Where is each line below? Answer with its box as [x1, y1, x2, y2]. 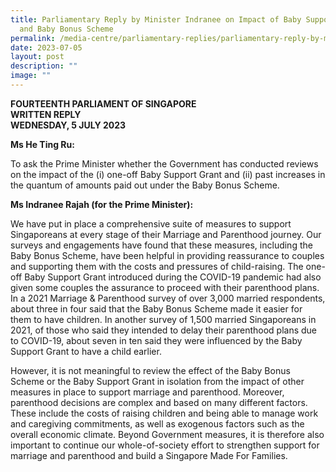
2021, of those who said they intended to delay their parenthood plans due [10, 324, 317, 336]
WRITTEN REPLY [10, 108, 82, 120]
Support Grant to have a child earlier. [10, 345, 162, 357]
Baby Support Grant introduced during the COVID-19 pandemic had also [24, 271, 322, 283]
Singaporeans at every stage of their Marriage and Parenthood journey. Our [10, 228, 322, 240]
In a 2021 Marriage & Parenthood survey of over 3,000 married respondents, [10, 292, 326, 304]
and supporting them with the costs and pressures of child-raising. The [10, 260, 304, 272]
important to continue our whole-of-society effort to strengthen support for [10, 439, 320, 451]
